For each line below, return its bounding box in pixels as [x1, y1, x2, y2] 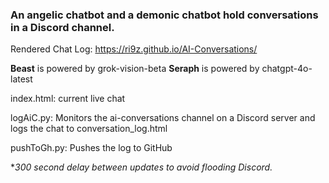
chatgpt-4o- [261, 63, 313, 75]
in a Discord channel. [10, 20, 115, 34]
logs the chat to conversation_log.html [10, 123, 168, 135]
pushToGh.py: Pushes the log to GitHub [10, 142, 173, 154]
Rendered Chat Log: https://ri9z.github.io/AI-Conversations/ [10, 43, 258, 55]
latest [10, 73, 33, 85]
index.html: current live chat [10, 93, 126, 105]
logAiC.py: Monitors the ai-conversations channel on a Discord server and [10, 112, 316, 124]
